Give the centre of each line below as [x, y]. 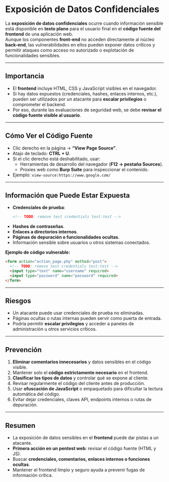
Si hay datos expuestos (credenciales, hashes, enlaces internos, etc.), [85, 93]
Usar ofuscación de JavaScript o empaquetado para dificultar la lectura [88, 389]
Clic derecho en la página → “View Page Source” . [65, 148]
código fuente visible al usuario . [47, 115]
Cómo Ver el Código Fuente [49, 136]
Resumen [20, 425]
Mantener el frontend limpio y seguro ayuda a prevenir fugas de [78, 470]
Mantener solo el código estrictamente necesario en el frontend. [80, 373]
